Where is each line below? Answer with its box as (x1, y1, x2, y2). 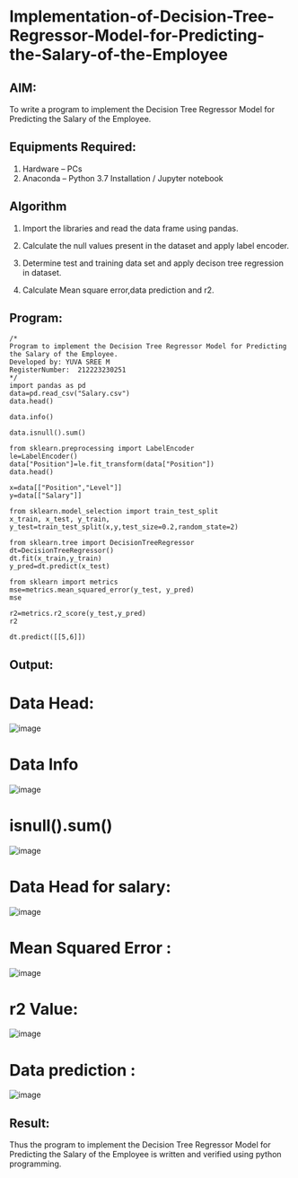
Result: (9, 1115, 50, 1130)
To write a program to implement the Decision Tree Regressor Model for (9, 104, 276, 114)
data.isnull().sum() (9, 428, 87, 437)
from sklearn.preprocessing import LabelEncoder (9, 444, 195, 453)
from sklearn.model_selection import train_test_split (9, 507, 219, 516)
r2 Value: (9, 998, 79, 1019)
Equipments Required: (9, 139, 136, 154)
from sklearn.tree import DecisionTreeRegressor (9, 539, 195, 548)
